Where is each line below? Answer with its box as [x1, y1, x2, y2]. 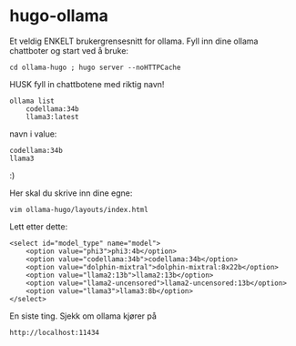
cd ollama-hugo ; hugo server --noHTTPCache [9, 63, 181, 72]
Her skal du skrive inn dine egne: [9, 188, 133, 198]
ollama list [9, 97, 55, 106]
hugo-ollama [9, 5, 109, 26]
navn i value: [9, 128, 57, 139]
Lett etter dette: [9, 220, 68, 232]
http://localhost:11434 [9, 328, 100, 337]
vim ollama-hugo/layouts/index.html [9, 205, 148, 214]
